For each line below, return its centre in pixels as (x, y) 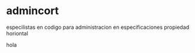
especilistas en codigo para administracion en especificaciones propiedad (98, 27)
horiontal (17, 33)
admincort (33, 11)
